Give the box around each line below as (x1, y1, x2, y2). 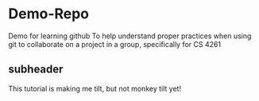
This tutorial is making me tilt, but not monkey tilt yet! (8, 84, 181, 93)
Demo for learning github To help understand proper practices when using (8, 31, 252, 41)
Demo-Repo (8, 5, 90, 23)
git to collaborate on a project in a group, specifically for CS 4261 (8, 39, 221, 49)
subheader (8, 63, 64, 76)
